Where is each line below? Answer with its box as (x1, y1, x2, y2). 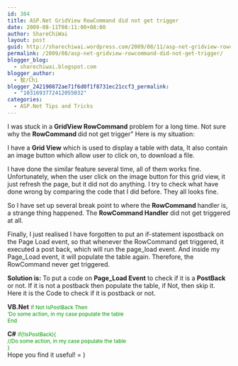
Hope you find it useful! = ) (7, 350, 86, 359)
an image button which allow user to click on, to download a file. (7, 150, 195, 160)
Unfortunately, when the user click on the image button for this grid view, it (7, 172, 225, 181)
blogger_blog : (7, 57, 50, 64)
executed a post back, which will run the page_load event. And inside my (7, 245, 220, 253)
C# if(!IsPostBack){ (7, 329, 57, 338)
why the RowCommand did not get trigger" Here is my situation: (7, 129, 195, 138)
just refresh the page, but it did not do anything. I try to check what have (7, 179, 219, 188)
